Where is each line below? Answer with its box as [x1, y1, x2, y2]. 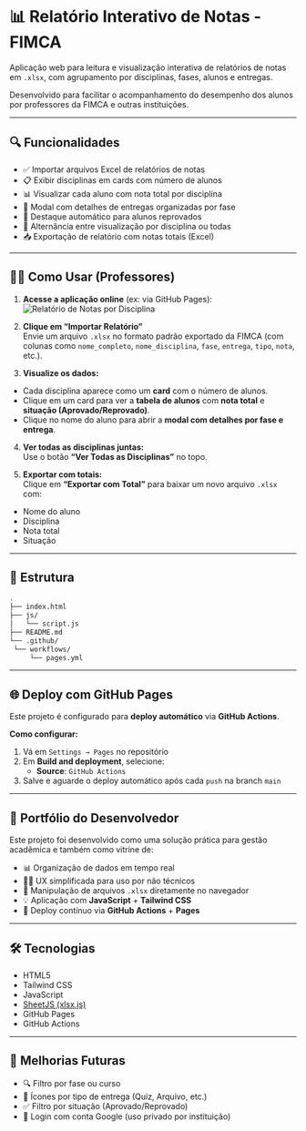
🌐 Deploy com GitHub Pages [9, 687, 174, 702]
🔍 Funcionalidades [9, 135, 120, 150]
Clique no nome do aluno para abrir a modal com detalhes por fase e [22, 414, 284, 425]
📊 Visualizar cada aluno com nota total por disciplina [22, 188, 223, 199]
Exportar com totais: [22, 469, 103, 480]
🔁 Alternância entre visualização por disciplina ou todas [22, 220, 232, 231]
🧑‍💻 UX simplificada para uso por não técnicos [22, 875, 196, 886]
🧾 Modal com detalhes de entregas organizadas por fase [22, 201, 236, 212]
